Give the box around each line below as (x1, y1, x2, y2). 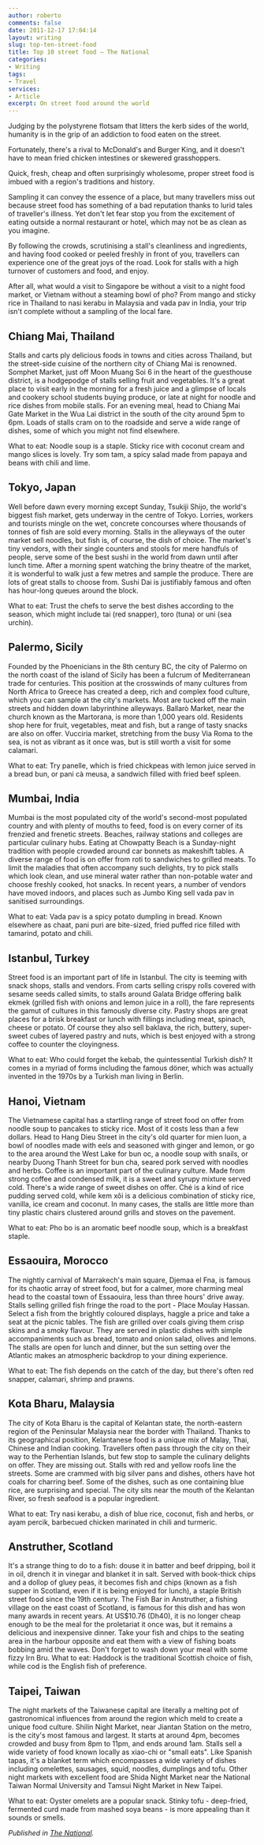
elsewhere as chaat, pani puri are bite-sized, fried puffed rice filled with (8, 920, 240, 930)
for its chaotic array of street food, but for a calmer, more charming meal (8, 1283, 244, 1293)
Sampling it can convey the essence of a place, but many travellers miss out (8, 193, 255, 202)
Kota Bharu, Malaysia (8, 1398, 115, 1411)
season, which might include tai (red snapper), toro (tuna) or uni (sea (8, 609, 232, 619)
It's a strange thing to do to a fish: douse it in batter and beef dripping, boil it (8, 1561, 256, 1570)
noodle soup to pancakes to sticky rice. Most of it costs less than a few (8, 1124, 239, 1133)
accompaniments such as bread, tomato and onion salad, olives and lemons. (8, 1334, 257, 1343)
